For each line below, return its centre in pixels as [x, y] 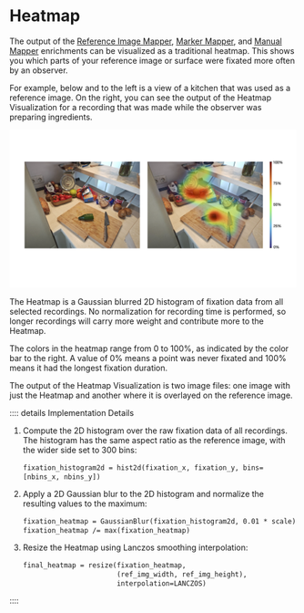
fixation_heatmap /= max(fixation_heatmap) [106, 531]
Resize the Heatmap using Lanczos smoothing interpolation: [135, 547]
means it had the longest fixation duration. [89, 368]
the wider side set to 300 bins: [80, 450]
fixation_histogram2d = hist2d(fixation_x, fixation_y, [131, 468]
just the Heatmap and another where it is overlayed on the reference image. [151, 395]
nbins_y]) [82, 477]
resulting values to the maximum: [85, 504]
